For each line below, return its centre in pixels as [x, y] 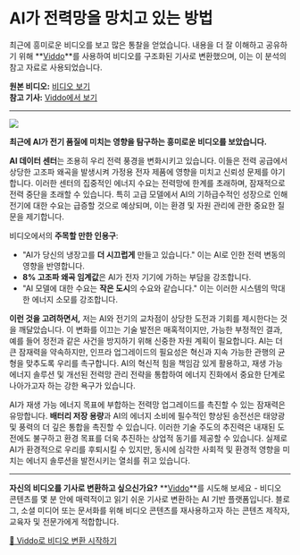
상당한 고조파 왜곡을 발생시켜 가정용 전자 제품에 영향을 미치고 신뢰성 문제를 [139, 172]
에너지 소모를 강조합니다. [75, 299]
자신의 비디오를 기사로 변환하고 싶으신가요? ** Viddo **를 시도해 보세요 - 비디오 [146, 488]
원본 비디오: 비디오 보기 [50, 86]
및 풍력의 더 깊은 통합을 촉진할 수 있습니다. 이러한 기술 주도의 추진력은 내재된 [142, 427]
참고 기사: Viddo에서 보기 [54, 97]
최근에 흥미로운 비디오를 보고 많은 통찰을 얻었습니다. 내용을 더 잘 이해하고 [137, 45]
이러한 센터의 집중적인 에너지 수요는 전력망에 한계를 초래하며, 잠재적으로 [160, 183]
